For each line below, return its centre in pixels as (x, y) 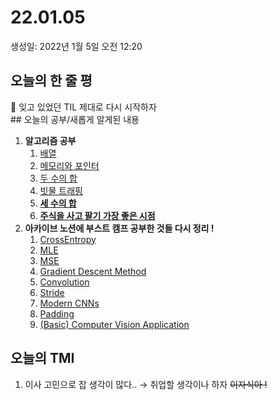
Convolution (64, 282)
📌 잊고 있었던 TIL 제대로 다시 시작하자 (83, 107)
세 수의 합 (58, 203)
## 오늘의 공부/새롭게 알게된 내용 (75, 119)
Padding (57, 313)
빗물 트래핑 (61, 190)
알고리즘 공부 (50, 140)
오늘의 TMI (42, 358)
